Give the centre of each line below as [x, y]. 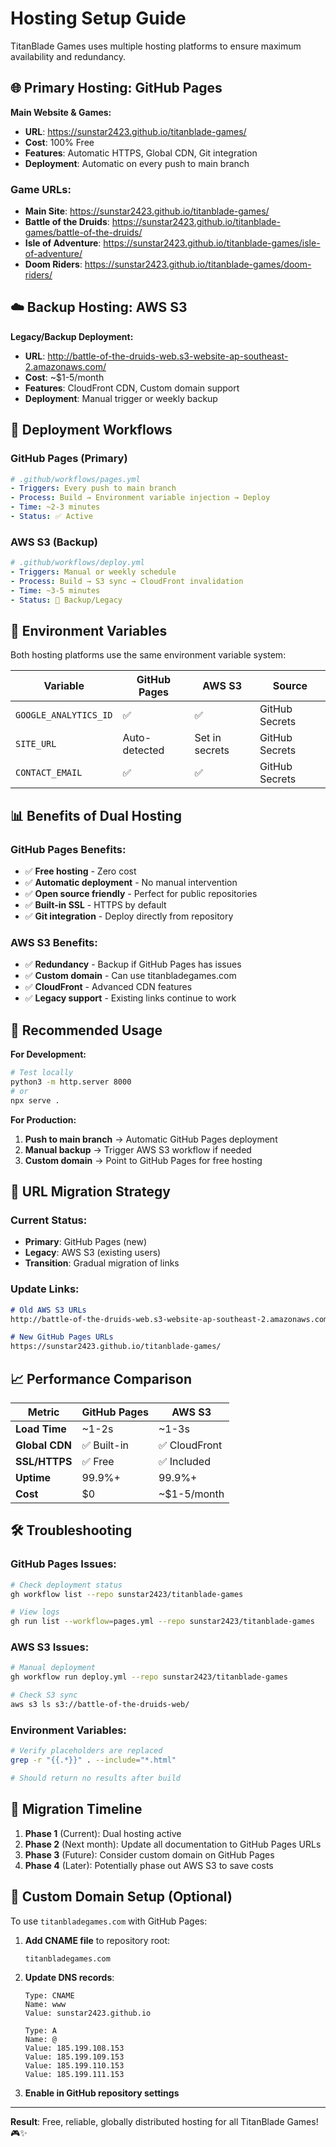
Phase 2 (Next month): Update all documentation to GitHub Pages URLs [173, 1844]
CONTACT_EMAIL [49, 773]
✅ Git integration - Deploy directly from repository [129, 916]
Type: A [40, 2030]
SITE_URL [36, 744]
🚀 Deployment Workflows [91, 430]
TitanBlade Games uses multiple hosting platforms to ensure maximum [156, 46]
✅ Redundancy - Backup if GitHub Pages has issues [133, 964]
